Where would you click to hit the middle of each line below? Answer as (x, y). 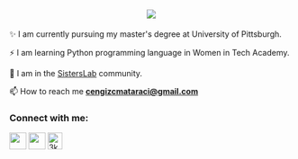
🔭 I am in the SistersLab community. (76, 73)
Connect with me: (49, 118)
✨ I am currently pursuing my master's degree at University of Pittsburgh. (145, 34)
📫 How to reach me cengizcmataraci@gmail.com (104, 91)
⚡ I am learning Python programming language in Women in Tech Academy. (149, 52)
